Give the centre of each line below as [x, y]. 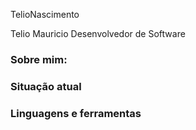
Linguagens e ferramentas [76, 113]
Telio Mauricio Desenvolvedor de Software [98, 33]
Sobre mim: [39, 59]
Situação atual [46, 86]
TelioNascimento [45, 14]
